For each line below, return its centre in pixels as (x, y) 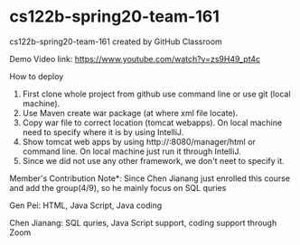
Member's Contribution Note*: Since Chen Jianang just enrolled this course (150, 178)
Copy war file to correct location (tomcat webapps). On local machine (152, 122)
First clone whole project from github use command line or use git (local (156, 94)
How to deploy (37, 76)
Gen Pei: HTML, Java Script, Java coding (86, 205)
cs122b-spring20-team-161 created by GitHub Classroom (116, 41)
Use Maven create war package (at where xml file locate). (130, 113)
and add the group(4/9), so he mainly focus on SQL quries (118, 187)
